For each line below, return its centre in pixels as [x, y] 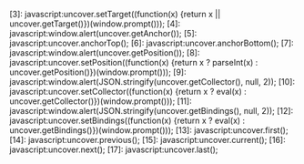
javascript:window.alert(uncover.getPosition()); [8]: [105, 53]
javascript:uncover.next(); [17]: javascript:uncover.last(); [114, 149]
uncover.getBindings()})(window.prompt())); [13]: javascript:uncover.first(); [149, 130]
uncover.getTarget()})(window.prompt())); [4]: [95, 24]
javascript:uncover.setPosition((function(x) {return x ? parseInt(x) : [134, 62]
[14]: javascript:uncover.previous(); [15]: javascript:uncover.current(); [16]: [147, 140]
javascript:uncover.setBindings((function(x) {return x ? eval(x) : [127, 120]
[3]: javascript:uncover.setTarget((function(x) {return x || [115, 14]
